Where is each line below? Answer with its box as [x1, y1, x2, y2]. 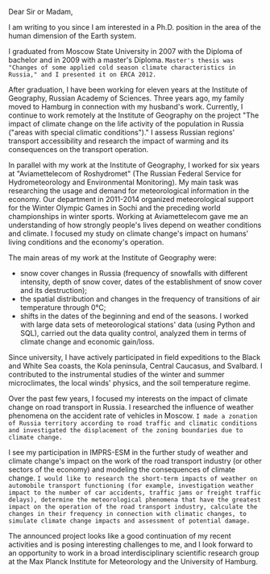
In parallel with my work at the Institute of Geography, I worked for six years [8, 160, 260, 170]
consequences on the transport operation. [8, 145, 149, 154]
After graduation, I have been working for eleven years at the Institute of [8, 85, 248, 94]
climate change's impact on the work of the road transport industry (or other [8, 456, 262, 465]
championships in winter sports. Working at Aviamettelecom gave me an [8, 212, 248, 221]
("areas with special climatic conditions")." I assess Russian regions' [8, 128, 235, 137]
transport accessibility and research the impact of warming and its [8, 136, 229, 146]
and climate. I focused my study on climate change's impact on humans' [8, 229, 249, 238]
